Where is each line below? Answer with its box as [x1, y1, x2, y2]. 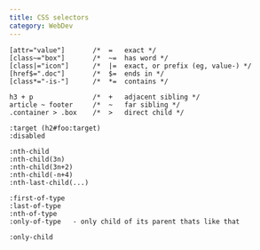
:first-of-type [9, 193, 66, 203]
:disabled [9, 131, 46, 141]
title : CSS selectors [9, 12, 90, 22]
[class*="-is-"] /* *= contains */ [9, 77, 169, 85]
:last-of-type [9, 201, 62, 210]
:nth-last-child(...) [9, 178, 90, 187]
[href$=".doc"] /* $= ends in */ [9, 69, 165, 78]
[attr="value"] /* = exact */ [9, 45, 157, 54]
